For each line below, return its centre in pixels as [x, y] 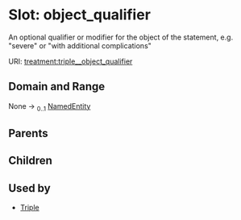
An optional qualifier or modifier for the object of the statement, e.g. [121, 37]
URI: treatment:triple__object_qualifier [71, 61]
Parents [28, 133]
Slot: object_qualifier [80, 15]
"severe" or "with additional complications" [80, 45]
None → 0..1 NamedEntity [50, 107]
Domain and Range [57, 87]
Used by [29, 188]
